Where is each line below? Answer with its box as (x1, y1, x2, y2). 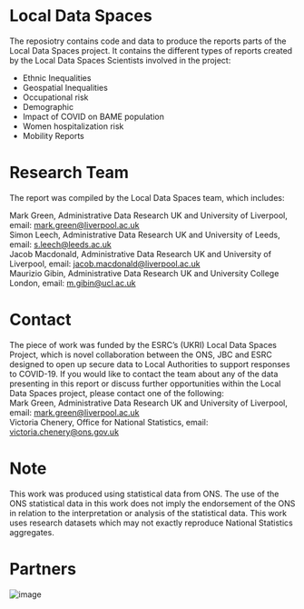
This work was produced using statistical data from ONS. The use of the (9, 488, 279, 499)
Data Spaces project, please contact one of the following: (9, 387, 224, 398)
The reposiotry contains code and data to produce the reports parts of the (9, 35, 287, 46)
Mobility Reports (22, 130, 84, 141)
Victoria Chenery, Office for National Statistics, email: (9, 416, 209, 427)
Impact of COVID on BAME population (22, 111, 165, 122)
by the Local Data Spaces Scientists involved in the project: (9, 55, 231, 65)
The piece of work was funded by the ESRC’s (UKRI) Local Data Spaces (9, 339, 277, 350)
